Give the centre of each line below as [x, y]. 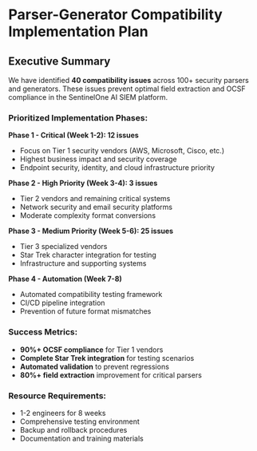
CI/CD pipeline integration [62, 303]
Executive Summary [59, 61]
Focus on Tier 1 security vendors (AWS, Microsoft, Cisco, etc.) [122, 151]
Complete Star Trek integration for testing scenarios [107, 358]
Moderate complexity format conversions [88, 216]
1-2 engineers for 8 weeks [63, 413]
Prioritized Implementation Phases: [78, 117]
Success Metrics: [43, 332]
